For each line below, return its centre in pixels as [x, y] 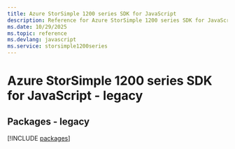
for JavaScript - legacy [75, 96]
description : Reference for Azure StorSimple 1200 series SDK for [106, 20]
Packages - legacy [48, 121]
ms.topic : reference [37, 33]
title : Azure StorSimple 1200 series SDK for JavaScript [92, 14]
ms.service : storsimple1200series [58, 46]
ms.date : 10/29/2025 [37, 27]
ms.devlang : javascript [42, 40]
